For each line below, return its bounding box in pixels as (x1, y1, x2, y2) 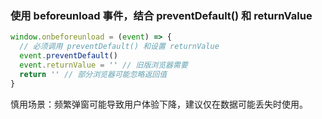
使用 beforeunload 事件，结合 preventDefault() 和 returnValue (10, 8, 313, 22)
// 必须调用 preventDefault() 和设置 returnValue (19, 42, 220, 52)
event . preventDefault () (19, 51, 118, 61)
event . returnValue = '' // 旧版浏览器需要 (19, 60, 188, 70)
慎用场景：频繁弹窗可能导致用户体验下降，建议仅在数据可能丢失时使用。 (10, 98, 308, 110)
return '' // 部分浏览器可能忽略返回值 (19, 69, 168, 79)
